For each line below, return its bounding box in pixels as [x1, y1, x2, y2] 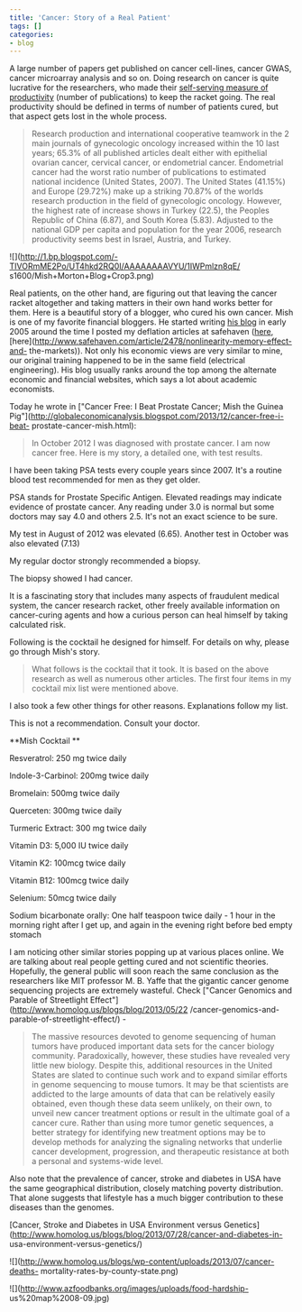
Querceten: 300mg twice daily [9, 805, 123, 816]
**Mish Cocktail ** [9, 736, 81, 747]
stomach [9, 930, 42, 940]
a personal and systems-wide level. [31, 1156, 164, 1167]
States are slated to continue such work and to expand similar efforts [31, 1069, 288, 1080]
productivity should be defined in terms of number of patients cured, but [9, 101, 279, 113]
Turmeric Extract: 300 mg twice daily [9, 822, 147, 834]
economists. [9, 384, 56, 395]
